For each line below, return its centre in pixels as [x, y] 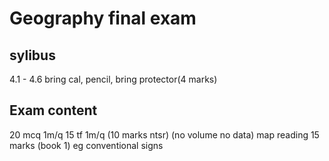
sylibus [32, 55]
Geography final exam [103, 18]
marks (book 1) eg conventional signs [86, 145]
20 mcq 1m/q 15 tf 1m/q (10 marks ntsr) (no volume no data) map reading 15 [164, 134]
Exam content [53, 110]
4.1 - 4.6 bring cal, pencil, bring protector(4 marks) [113, 79]
